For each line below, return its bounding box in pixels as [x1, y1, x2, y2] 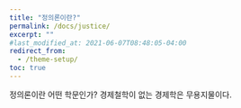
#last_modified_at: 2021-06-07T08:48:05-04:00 [9, 38, 187, 48]
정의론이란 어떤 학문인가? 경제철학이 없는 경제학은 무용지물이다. [9, 89, 232, 100]
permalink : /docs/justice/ [9, 22, 111, 31]
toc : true [9, 64, 47, 73]
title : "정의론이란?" [9, 13, 81, 22]
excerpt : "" [9, 30, 54, 39]
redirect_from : [9, 47, 67, 56]
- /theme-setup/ [17, 55, 78, 64]
